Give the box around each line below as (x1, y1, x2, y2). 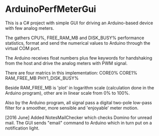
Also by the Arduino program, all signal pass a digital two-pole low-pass (5, 99, 152, 105)
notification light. (5, 125, 40, 131)
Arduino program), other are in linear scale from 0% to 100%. (5, 90, 130, 96)
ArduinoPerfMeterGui (5, 3, 97, 15)
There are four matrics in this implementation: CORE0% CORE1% (5, 69, 138, 75)
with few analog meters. (5, 25, 54, 31)
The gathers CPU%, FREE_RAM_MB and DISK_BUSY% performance (5, 35, 145, 41)
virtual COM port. (5, 45, 41, 51)
